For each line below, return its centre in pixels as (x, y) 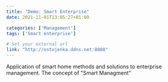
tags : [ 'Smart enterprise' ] (41, 33)
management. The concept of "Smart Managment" (69, 73)
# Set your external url (37, 44)
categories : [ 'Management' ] (41, 28)
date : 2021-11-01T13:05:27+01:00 (48, 17)
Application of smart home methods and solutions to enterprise (84, 67)
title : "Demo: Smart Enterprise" (48, 12)
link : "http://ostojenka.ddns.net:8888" (57, 50)
